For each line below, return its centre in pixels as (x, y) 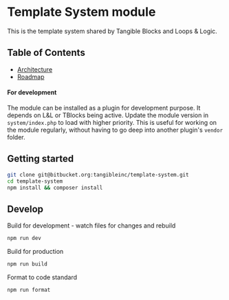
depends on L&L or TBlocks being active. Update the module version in (108, 115)
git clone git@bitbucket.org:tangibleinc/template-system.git (98, 174)
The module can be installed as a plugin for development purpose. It (104, 108)
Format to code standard (42, 277)
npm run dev (24, 239)
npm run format (29, 290)
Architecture (35, 69)
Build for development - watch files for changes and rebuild (91, 226)
